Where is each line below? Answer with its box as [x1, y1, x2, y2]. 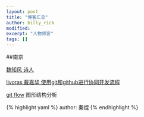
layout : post [6, 8, 39, 15]
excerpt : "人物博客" [6, 31, 54, 37]
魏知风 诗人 [6, 66, 34, 73]
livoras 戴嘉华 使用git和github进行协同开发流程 [6, 78, 120, 86]
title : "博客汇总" [6, 14, 49, 20]
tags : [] [6, 36, 28, 42]
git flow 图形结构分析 [6, 91, 58, 98]
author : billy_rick [6, 20, 55, 26]
